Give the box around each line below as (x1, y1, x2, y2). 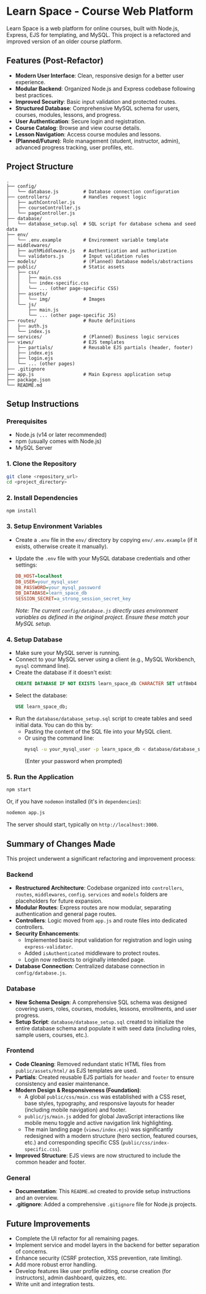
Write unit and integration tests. (15, 1280, 95, 1288)
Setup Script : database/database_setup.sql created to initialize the (15, 1018, 184, 1025)
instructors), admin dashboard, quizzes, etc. (15, 1274, 128, 1281)
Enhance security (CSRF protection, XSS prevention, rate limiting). (15, 1254, 183, 1261)
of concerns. (15, 1247, 48, 1255)
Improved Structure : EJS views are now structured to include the (15, 1151, 181, 1159)
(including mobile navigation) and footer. (24, 1106, 127, 1113)
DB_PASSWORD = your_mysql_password (15, 584, 101, 590)
